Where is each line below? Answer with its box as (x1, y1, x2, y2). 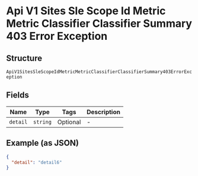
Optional (57, 118, 81, 126)
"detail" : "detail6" (11, 159, 62, 165)
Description (87, 108, 120, 116)
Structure (6, 53, 43, 63)
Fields (6, 90, 30, 100)
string (33, 118, 52, 125)
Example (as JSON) (6, 138, 79, 148)
